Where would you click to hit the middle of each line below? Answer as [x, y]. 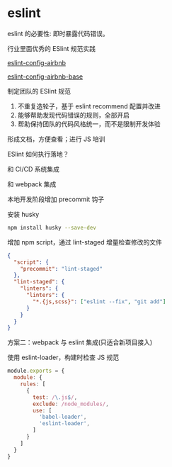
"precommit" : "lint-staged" [61, 269]
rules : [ [33, 384]
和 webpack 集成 [32, 184]
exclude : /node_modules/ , [71, 404]
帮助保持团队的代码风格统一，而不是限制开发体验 [89, 124]
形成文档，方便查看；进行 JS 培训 [56, 139]
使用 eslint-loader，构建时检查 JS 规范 [63, 358]
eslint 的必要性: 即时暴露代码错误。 [58, 33]
